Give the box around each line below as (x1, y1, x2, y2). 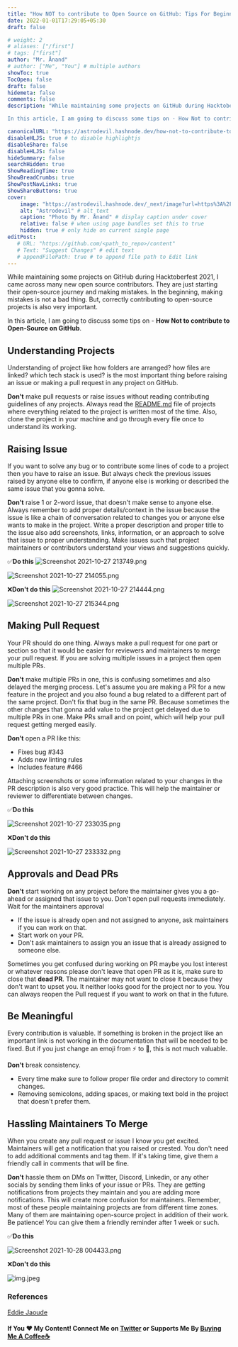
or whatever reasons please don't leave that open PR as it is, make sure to (7, 967, 224, 975)
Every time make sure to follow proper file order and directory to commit (17, 1075, 229, 1083)
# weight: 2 (7, 36, 42, 43)
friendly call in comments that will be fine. (7, 1159, 130, 1168)
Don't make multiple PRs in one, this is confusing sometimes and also (7, 675, 210, 683)
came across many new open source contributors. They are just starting (7, 280, 218, 289)
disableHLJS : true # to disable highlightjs (7, 134, 141, 142)
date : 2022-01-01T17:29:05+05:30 (7, 17, 106, 24)
